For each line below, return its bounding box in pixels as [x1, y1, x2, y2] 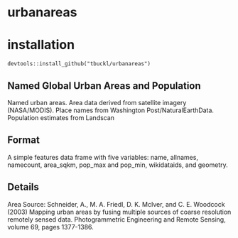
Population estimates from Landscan [7, 113, 115, 121]
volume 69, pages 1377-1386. [7, 222, 94, 231]
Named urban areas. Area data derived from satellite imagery [7, 98, 187, 107]
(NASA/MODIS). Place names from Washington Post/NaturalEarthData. [7, 106, 215, 114]
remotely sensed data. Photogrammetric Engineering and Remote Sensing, [7, 215, 226, 224]
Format [7, 134, 40, 146]
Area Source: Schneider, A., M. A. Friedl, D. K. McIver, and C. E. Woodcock [7, 200, 225, 208]
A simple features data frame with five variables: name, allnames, [7, 153, 199, 161]
